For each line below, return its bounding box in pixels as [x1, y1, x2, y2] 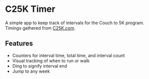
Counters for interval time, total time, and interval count [12, 52, 125, 58]
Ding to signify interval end [12, 63, 68, 69]
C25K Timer [5, 3, 56, 15]
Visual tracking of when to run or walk [12, 58, 90, 64]
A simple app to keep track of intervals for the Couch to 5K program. [5, 20, 145, 26]
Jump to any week [12, 68, 50, 74]
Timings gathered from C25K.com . [5, 25, 75, 31]
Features [5, 39, 33, 48]
